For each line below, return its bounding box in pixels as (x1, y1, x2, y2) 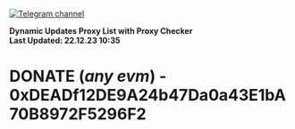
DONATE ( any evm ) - (9, 67, 167, 86)
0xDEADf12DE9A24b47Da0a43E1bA (9, 85, 286, 106)
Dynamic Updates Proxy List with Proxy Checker (9, 26, 193, 36)
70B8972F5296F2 (9, 104, 147, 125)
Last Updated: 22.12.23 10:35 (9, 36, 121, 45)
